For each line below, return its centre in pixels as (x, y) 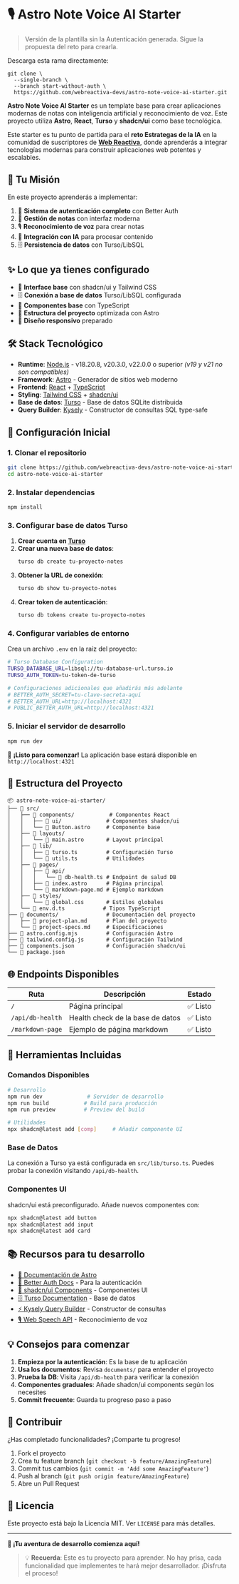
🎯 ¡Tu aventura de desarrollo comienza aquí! (74, 1543)
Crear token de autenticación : (63, 602)
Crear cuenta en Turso (52, 541)
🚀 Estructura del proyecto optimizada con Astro (89, 313)
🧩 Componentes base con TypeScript (73, 305)
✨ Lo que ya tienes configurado (79, 270)
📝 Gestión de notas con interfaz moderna (79, 218)
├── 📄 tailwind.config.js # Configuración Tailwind (95, 940)
